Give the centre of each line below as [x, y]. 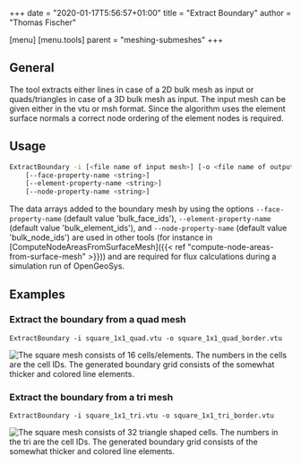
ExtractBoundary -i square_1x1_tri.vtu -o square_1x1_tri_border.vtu [142, 416]
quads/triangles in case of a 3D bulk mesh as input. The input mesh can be [148, 99]
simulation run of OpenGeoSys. [67, 266]
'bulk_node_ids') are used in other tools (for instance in [111, 237]
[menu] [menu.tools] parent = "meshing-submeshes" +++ [116, 40]
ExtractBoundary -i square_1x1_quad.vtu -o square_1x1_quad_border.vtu [146, 338]
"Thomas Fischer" [43, 22]
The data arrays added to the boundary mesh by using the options [132, 209]
